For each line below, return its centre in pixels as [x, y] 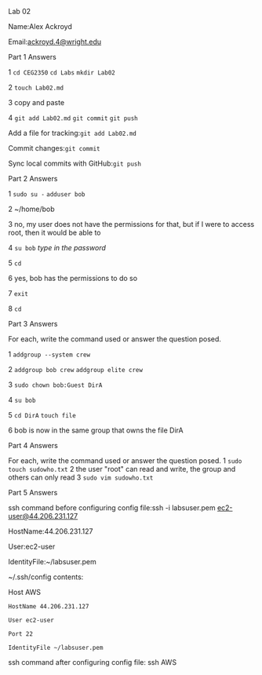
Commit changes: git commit [54, 148]
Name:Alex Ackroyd [40, 26]
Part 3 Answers [33, 324]
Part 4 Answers [33, 445]
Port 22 [21, 634]
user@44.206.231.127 [43, 516]
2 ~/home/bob [31, 209]
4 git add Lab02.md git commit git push [73, 118]
